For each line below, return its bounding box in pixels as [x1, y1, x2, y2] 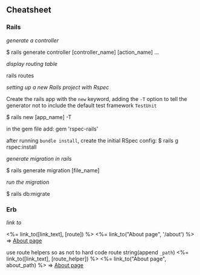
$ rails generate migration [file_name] [6, 166, 100, 174]
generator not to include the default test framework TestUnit [6, 102, 157, 109]
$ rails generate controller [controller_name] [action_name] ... [6, 48, 159, 56]
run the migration [6, 178, 50, 186]
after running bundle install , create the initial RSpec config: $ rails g [6, 137, 178, 144]
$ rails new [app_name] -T [6, 113, 72, 120]
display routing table [6, 60, 58, 67]
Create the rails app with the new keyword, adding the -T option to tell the [6, 95, 187, 102]
